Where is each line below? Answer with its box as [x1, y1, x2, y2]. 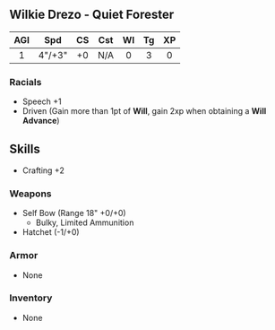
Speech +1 [21, 96, 62, 107]
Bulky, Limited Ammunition [35, 217, 134, 228]
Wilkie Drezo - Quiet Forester [9, 7, 175, 22]
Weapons [9, 187, 52, 200]
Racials [9, 75, 42, 88]
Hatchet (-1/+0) [21, 227, 80, 238]
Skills [9, 141, 40, 156]
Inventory [9, 291, 53, 304]
